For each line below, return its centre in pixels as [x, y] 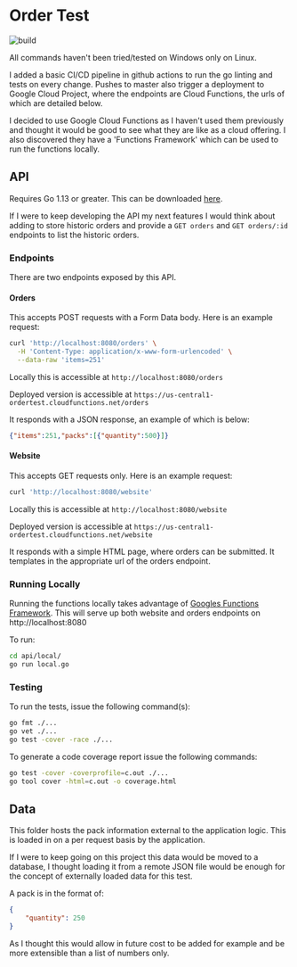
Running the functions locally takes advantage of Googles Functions [134, 604]
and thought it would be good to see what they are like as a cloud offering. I [148, 129]
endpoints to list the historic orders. [74, 235]
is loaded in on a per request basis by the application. [108, 840]
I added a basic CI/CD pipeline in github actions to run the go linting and [141, 74]
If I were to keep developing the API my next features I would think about [142, 216]
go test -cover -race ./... [61, 740]
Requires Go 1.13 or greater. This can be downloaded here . [116, 198]
